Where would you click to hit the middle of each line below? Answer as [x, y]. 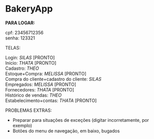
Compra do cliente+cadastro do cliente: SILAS [54, 79]
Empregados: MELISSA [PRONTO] [41, 84]
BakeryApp [29, 9]
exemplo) [22, 125]
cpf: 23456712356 [24, 32]
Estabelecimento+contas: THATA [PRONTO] [51, 100]
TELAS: [13, 48]
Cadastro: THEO [22, 68]
